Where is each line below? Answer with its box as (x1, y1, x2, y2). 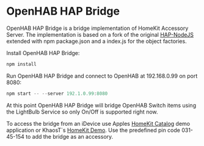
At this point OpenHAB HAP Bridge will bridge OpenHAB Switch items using (6, 101, 197, 109)
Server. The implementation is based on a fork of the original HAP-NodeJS (6, 31, 194, 38)
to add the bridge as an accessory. (25, 133, 114, 140)
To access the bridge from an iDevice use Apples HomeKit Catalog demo (6, 120, 191, 127)
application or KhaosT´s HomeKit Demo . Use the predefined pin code (6, 126, 180, 134)
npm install (6, 61, 37, 67)
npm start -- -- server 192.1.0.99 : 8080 (6, 90, 108, 97)
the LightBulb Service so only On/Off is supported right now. (6, 108, 158, 115)
